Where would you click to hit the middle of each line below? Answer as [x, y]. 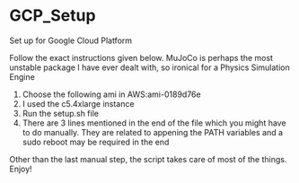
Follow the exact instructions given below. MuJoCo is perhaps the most [141, 57]
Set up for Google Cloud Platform [71, 40]
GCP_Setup [53, 16]
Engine [22, 76]
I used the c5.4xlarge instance [78, 103]
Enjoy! [21, 169]
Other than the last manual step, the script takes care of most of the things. [148, 159]
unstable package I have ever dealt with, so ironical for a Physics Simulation [149, 67]
